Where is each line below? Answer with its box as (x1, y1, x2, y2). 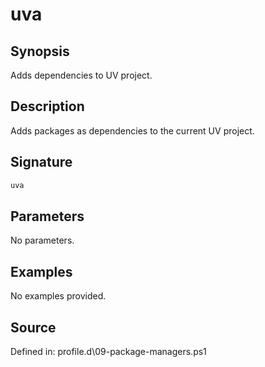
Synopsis (10, 43, 70, 60)
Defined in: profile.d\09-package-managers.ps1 (10, 345, 207, 357)
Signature (10, 154, 73, 171)
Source (10, 319, 57, 336)
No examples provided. (10, 290, 107, 302)
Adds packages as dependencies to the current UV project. (10, 124, 255, 137)
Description (10, 98, 85, 115)
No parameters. (10, 234, 75, 247)
